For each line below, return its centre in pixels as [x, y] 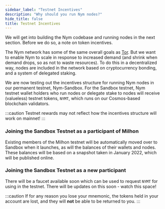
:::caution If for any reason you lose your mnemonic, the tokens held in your [82, 196]
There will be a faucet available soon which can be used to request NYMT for [82, 181]
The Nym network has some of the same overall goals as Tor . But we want [81, 52]
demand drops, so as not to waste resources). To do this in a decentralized [81, 63]
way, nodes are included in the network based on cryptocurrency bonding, [81, 68]
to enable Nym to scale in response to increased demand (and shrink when [81, 58]
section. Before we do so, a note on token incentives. [59, 43]
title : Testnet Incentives [33, 23]
